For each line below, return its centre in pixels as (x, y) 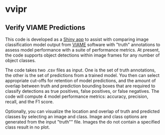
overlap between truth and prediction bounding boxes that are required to (80, 86)
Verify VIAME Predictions (45, 28)
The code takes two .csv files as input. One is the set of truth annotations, (81, 70)
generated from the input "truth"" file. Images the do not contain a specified (82, 122)
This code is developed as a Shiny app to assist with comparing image (77, 39)
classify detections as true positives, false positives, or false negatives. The (82, 91)
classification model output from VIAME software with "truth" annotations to (83, 45)
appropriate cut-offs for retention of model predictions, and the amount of (81, 81)
